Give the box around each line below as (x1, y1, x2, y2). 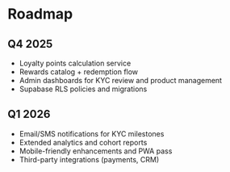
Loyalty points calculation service (19, 58, 132, 68)
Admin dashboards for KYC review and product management (19, 76, 223, 85)
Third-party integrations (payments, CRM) (19, 154, 160, 164)
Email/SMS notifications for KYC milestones (19, 128, 165, 138)
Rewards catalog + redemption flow (19, 67, 139, 77)
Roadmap (7, 5, 73, 23)
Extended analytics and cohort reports (19, 137, 148, 147)
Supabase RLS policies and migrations (19, 84, 148, 94)
